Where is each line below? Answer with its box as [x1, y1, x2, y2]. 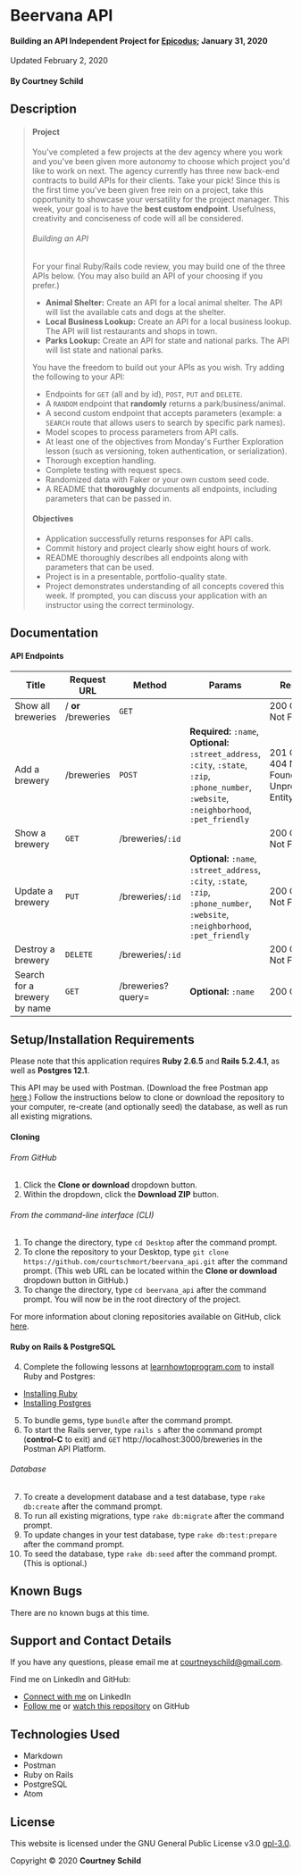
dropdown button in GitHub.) [22, 1275, 129, 1286]
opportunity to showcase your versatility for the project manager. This [31, 194, 289, 204]
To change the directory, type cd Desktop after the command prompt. [22, 1237, 278, 1248]
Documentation [10, 626, 99, 641]
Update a [14, 885, 54, 897]
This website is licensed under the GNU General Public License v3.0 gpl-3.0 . [10, 1838, 292, 1849]
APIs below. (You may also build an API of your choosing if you [31, 270, 263, 281]
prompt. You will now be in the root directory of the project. [22, 1294, 242, 1304]
